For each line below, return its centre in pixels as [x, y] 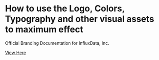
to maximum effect [44, 30]
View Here [16, 53]
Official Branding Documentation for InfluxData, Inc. [57, 43]
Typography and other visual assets [80, 19]
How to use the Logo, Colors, [65, 9]
